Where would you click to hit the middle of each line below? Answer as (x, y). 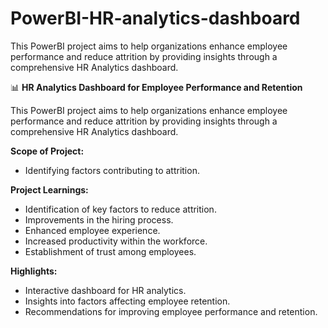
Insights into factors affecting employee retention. (127, 301)
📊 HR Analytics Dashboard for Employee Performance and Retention (156, 87)
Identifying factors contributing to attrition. (112, 170)
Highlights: (34, 271)
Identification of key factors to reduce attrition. (120, 209)
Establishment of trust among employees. (110, 251)
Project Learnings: (49, 189)
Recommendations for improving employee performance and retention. (171, 311)
